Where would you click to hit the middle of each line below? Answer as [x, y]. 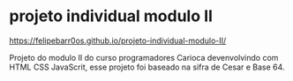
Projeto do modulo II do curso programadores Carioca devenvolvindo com [144, 57]
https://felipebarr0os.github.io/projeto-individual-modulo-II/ [118, 40]
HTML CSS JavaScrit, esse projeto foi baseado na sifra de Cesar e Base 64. [147, 67]
